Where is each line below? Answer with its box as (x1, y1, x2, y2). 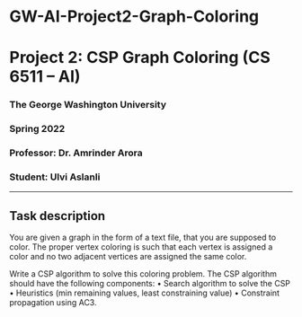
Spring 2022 (9, 123, 66, 136)
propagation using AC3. (9, 297, 97, 308)
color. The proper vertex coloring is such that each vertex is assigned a (9, 242, 273, 252)
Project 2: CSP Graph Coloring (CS (9, 48, 271, 68)
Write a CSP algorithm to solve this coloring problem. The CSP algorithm (9, 269, 277, 279)
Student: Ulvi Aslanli (9, 171, 101, 183)
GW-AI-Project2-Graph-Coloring (9, 6, 260, 27)
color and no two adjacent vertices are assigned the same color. (9, 251, 247, 262)
